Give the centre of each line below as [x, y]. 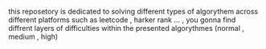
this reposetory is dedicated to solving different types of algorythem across [133, 11]
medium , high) [33, 36]
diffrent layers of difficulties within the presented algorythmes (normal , [127, 28]
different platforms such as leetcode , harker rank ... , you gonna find [122, 20]
